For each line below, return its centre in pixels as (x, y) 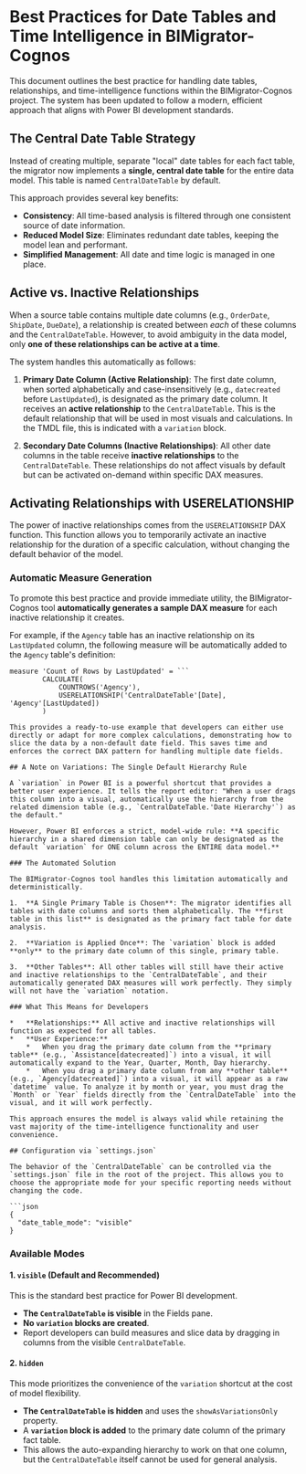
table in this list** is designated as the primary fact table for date (151, 919)
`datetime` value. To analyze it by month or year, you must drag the (147, 1087)
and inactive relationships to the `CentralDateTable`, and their (138, 974)
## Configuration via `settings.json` (83, 1151)
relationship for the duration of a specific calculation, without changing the (150, 544)
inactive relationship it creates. (67, 617)
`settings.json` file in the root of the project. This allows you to (147, 1174)
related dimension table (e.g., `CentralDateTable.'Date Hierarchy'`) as (153, 807)
